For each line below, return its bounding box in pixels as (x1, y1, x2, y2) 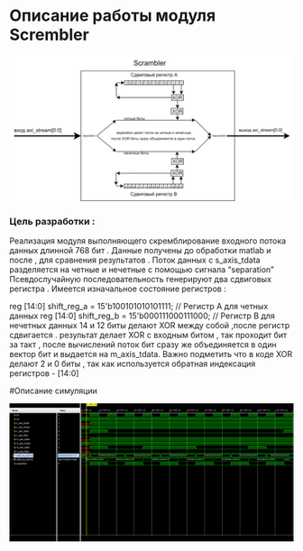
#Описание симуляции (9, 385, 97, 397)
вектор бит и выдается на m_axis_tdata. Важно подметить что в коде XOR (9, 349, 293, 360)
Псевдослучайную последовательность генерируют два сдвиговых (9, 274, 272, 285)
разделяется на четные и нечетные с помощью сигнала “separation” (9, 264, 275, 275)
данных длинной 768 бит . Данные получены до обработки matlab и (9, 245, 272, 256)
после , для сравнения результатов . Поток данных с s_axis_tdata (9, 254, 261, 266)
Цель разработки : (9, 215, 96, 227)
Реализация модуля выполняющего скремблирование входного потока (9, 235, 287, 246)
